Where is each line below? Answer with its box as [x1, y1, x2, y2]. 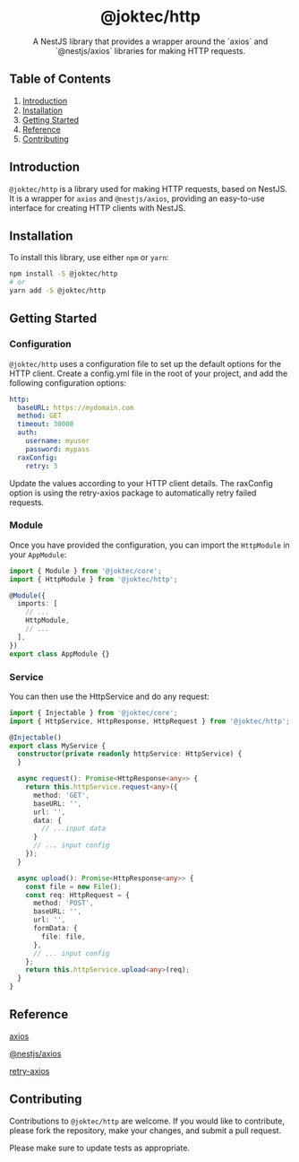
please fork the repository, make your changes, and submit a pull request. [9, 1124, 282, 1136]
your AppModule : [9, 549, 67, 560]
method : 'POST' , [32, 899, 94, 908]
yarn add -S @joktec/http [9, 286, 106, 295]
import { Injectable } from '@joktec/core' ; [9, 708, 178, 717]
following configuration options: [9, 377, 127, 388]
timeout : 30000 [17, 420, 74, 429]
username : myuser [25, 437, 90, 446]
